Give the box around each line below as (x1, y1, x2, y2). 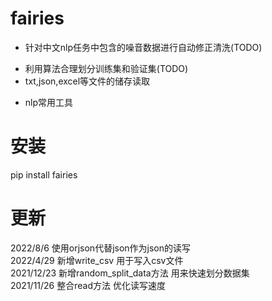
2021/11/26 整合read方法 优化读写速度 (10, 279, 166, 291)
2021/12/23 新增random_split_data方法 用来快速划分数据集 (10, 267, 250, 279)
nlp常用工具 (24, 96, 74, 108)
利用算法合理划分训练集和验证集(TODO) (24, 62, 189, 74)
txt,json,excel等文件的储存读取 (24, 75, 151, 87)
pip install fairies (10, 168, 78, 181)
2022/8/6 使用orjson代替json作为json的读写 (10, 242, 192, 254)
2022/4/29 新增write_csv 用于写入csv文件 (10, 254, 184, 266)
